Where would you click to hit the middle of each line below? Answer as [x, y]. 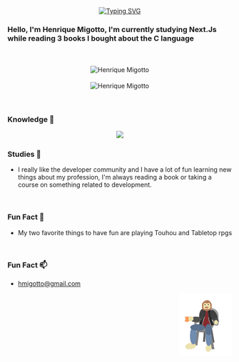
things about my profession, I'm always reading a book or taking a [115, 177]
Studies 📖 [24, 154]
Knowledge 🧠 [31, 119]
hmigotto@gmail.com [49, 283]
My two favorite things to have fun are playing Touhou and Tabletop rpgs [125, 232]
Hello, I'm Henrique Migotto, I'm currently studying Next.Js [112, 29]
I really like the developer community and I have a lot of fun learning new [124, 170]
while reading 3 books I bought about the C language [101, 38]
